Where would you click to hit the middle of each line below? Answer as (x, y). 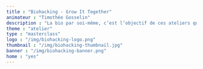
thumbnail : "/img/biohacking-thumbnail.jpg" (64, 46)
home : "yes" (23, 56)
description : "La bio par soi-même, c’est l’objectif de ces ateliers (98, 23)
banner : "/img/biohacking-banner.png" (56, 51)
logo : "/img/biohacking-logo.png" (51, 40)
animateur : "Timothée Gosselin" (48, 17)
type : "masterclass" (34, 34)
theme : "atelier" (29, 28)
